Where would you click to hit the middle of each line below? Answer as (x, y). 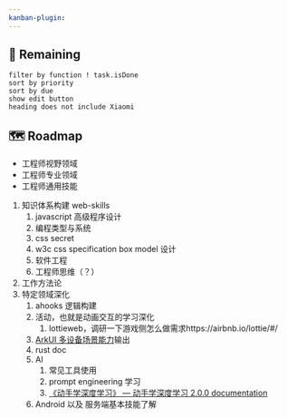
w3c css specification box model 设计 (105, 249)
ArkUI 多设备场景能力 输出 (82, 340)
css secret (54, 238)
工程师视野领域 (49, 163)
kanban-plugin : (37, 18)
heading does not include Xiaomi (72, 107)
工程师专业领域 (49, 175)
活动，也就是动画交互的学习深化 (95, 317)
